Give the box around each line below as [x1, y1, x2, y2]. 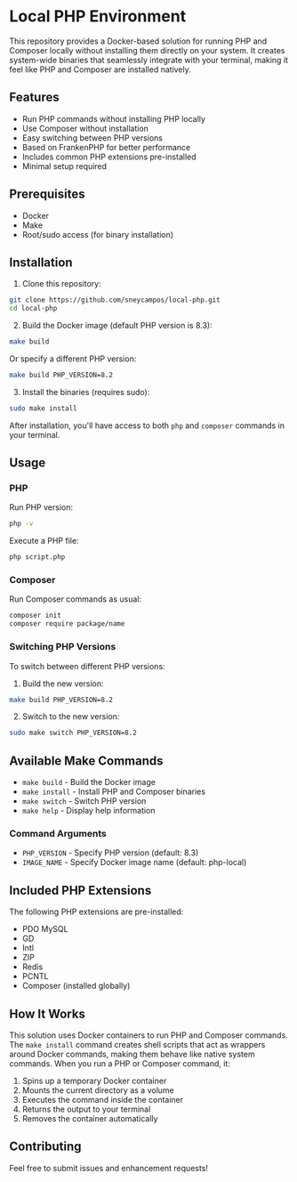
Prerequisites [9, 187, 85, 202]
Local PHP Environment [9, 6, 187, 27]
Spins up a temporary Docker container [21, 1075, 167, 1087]
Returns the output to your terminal [21, 1104, 151, 1114]
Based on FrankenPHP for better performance [21, 142, 191, 152]
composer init [9, 611, 62, 620]
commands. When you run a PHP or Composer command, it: [9, 1058, 231, 1069]
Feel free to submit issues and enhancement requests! [9, 1162, 209, 1173]
